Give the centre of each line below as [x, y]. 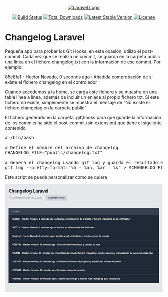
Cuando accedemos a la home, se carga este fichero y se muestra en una [81, 92]
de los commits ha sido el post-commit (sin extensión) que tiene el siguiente [84, 123]
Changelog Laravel [45, 38]
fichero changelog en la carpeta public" [46, 108]
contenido [15, 128]
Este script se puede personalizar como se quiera [56, 177]
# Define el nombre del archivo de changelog [62, 148]
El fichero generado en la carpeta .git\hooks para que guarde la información [83, 117]
